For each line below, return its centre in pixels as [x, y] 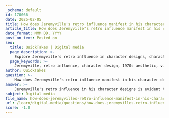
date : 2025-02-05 [23, 19]
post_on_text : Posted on [31, 38]
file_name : [17, 98]
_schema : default [23, 10]
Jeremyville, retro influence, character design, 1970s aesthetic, [86, 66]
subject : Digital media [30, 94]
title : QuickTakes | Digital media [47, 47]
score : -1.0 [18, 108]
